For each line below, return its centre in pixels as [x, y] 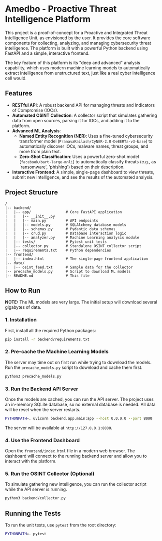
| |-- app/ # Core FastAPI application [64, 212]
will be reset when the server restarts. [43, 410]
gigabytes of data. [23, 307]
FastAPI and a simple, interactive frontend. [47, 53]
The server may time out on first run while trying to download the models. [78, 362]
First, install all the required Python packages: [51, 330]
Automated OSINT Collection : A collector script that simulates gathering [84, 115]
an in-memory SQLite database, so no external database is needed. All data [80, 405]
